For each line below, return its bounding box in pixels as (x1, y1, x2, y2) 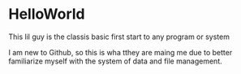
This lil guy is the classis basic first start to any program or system (8, 32, 230, 41)
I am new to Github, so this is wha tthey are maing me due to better (8, 47, 233, 57)
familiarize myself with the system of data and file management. (8, 56, 223, 66)
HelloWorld (8, 5, 85, 24)
